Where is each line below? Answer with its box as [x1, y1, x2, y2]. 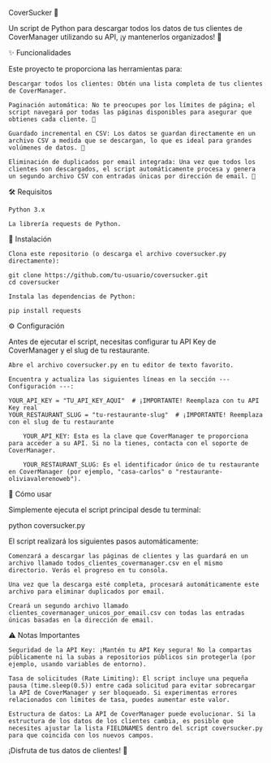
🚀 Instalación [8, 234, 52, 244]
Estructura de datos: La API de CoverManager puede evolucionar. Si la [8, 710, 256, 718]
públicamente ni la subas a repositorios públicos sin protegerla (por [8, 653, 256, 661]
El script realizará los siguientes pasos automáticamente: [8, 536, 199, 546]
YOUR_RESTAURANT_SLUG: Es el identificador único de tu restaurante [23, 461, 260, 469]
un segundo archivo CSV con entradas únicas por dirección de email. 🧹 [8, 172, 256, 180]
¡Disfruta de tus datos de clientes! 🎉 [8, 746, 128, 755]
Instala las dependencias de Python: [8, 293, 136, 301]
